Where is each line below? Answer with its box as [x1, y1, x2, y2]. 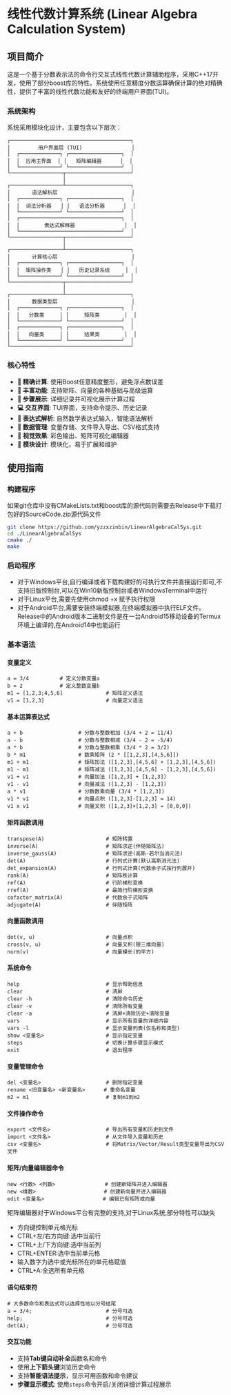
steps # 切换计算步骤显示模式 [7, 1040, 164, 1047]
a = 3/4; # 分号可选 [7, 1307, 133, 1314]
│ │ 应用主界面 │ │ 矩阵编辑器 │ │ [7, 158, 133, 165]
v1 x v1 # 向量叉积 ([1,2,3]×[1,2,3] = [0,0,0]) [7, 803, 192, 810]
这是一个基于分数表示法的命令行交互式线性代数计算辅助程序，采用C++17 [7, 70, 213, 78]
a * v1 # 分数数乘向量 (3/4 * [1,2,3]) [7, 788, 165, 795]
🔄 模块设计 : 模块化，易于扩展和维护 [17, 439, 117, 448]
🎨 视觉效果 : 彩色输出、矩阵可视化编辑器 [17, 431, 130, 439]
